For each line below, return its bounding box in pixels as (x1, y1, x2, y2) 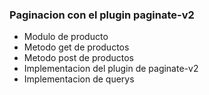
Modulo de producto (23, 31, 109, 43)
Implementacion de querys (23, 73, 135, 85)
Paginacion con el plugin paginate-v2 (9, 8, 195, 22)
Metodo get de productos (23, 41, 130, 53)
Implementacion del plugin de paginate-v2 (23, 63, 199, 75)
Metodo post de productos (23, 52, 134, 64)
